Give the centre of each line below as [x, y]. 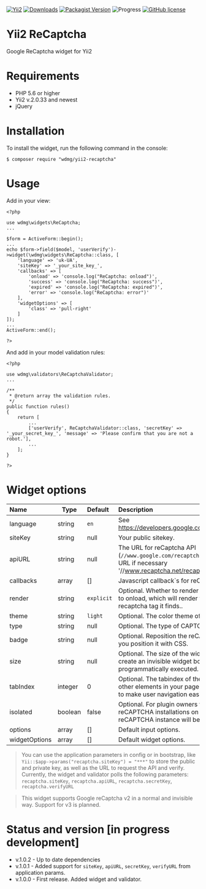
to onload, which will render [158, 598]
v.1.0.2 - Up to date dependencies [58, 860]
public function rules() [38, 406]
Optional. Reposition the [153, 636]
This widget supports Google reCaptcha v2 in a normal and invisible [107, 798]
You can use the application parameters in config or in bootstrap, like [109, 754]
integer [68, 686]
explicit [100, 598]
